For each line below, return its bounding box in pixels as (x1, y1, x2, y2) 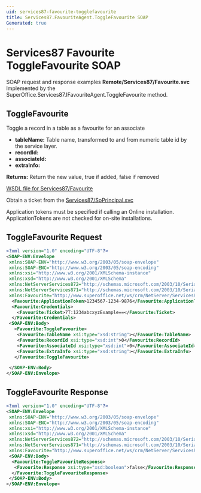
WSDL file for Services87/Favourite (6, 185, 93, 192)
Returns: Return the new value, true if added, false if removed (6, 174, 160, 181)
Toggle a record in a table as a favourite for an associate (6, 124, 145, 132)
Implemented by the (6, 85, 56, 92)
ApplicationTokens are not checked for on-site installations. (6, 214, 153, 222)
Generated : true (6, 20, 47, 26)
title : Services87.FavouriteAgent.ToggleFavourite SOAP (6, 14, 148, 20)
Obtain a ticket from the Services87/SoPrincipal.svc (6, 196, 133, 204)
